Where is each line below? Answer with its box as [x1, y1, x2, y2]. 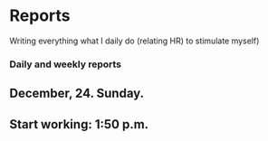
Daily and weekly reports [9, 58, 122, 70]
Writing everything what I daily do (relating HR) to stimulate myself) [9, 35, 260, 46]
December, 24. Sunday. [9, 86, 145, 101]
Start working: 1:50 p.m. [9, 117, 149, 132]
